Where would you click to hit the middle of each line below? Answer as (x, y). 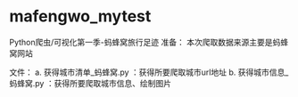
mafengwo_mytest (80, 16)
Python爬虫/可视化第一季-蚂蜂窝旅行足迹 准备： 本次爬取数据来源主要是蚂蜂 (149, 42)
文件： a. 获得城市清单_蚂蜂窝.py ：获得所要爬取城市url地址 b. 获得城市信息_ (149, 72)
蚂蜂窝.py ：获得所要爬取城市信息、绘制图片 (91, 83)
